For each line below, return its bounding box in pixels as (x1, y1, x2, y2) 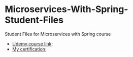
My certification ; (12, 46, 47, 52)
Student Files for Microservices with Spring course (5, 31, 111, 37)
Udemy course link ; (12, 40, 53, 46)
